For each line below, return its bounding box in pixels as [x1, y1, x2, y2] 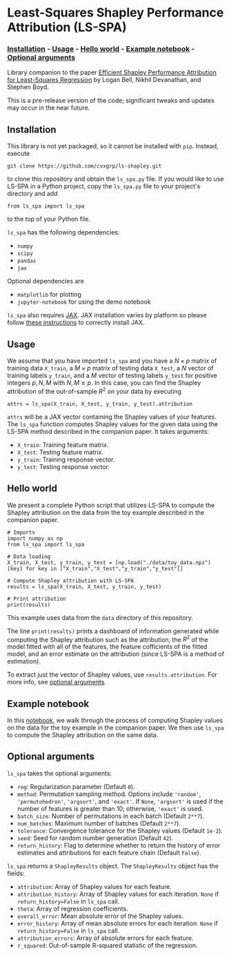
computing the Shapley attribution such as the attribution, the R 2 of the [7, 634, 209, 644]
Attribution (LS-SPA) [7, 19, 128, 35]
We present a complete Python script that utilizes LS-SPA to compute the [7, 501, 215, 509]
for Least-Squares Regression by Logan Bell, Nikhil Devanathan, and [7, 76, 201, 84]
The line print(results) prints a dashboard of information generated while [7, 626, 219, 635]
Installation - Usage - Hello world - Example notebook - [7, 44, 195, 54]
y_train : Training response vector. [17, 455, 115, 464]
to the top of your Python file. [7, 215, 91, 223]
